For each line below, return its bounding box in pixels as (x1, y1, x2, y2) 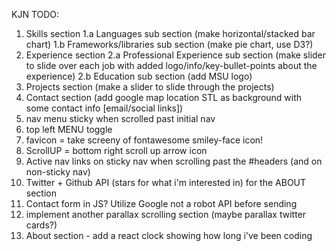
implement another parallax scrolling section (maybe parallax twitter (25, 209, 307, 220)
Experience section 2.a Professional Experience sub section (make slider (25, 49, 327, 61)
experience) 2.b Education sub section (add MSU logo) (25, 70, 253, 82)
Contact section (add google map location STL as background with (25, 92, 303, 103)
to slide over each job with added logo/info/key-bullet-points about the (25, 60, 318, 71)
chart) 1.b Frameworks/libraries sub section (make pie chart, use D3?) (25, 39, 314, 50)
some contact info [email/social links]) (25, 102, 184, 114)
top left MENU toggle (25, 124, 113, 135)
